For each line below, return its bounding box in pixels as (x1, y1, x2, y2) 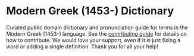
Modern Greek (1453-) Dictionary (6, 4, 174, 18)
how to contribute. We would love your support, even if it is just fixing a (6, 36, 180, 43)
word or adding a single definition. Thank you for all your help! (6, 43, 159, 50)
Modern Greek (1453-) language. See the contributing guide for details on (6, 30, 187, 37)
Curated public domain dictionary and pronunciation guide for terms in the (6, 24, 189, 31)
